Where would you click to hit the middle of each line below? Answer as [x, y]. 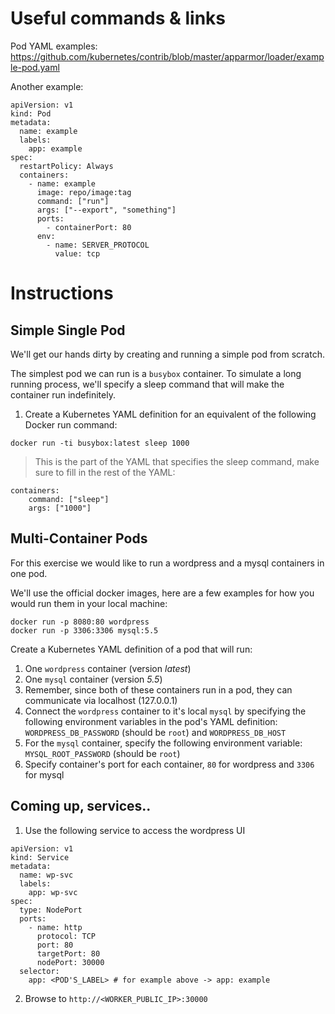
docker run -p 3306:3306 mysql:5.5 [84, 630]
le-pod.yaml [35, 67]
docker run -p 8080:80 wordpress [80, 622]
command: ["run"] [73, 201]
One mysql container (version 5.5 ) [93, 679]
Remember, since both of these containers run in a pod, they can [158, 689]
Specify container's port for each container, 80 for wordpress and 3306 [169, 764]
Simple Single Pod [68, 330]
